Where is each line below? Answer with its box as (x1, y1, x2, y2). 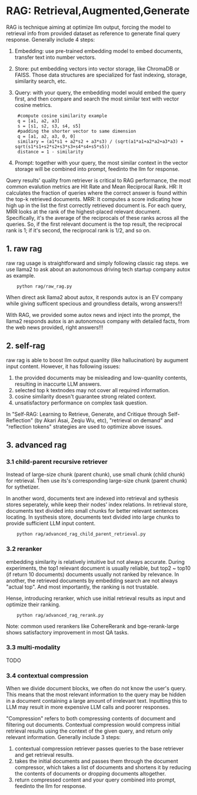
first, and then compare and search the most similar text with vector (14, 95, 179, 102)
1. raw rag (6, 244, 42, 254)
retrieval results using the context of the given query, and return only (6, 727, 173, 734)
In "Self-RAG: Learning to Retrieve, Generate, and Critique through (6, 410, 167, 417)
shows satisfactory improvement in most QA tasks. (6, 629, 129, 636)
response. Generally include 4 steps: (6, 36, 95, 43)
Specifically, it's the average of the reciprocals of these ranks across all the (6, 214, 189, 221)
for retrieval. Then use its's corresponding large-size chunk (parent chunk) (6, 477, 188, 485)
